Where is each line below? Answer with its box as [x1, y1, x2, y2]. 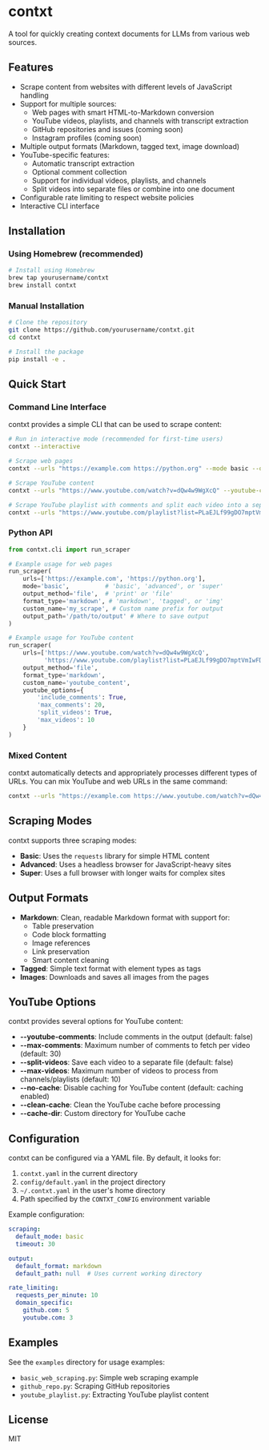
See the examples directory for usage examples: [8, 1357, 166, 1367]
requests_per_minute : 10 [15, 1291, 98, 1299]
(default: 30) [19, 1049, 62, 1059]
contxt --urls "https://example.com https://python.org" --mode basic [8, 465, 249, 473]
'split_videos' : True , [37, 708, 113, 717]
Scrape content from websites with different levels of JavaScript [19, 82, 232, 91]
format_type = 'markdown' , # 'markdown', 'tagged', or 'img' [22, 597, 224, 605]
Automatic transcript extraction [31, 159, 134, 168]
